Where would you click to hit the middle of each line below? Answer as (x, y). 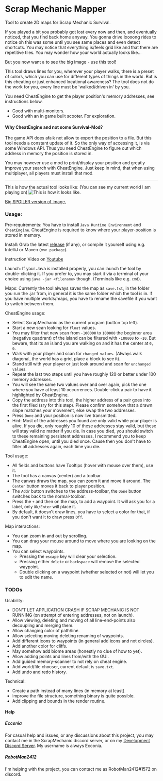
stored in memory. (23, 235)
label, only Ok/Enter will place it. (44, 507)
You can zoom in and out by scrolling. (49, 536)
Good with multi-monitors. (38, 111)
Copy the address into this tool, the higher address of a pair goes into (81, 400)
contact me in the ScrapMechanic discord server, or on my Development (78, 741)
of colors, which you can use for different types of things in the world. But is (81, 76)
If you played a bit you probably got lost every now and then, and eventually (81, 32)
